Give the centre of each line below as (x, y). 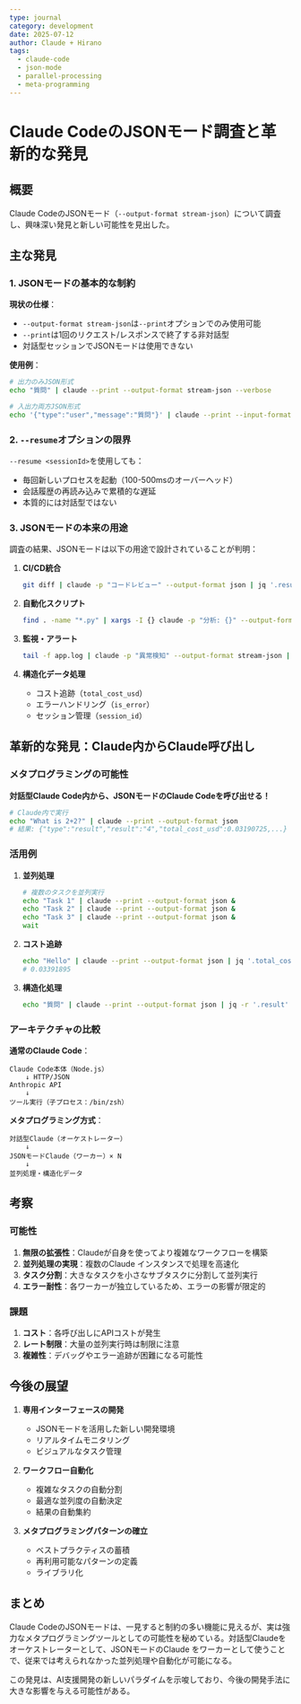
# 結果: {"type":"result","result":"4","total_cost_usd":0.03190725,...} (149, 830)
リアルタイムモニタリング (83, 1440)
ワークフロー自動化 (58, 1470)
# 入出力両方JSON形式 (45, 407)
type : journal (36, 18)
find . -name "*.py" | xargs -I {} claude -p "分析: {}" (129, 620)
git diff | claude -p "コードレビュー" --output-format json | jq (144, 585)
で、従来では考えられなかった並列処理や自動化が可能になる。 (123, 1660)
